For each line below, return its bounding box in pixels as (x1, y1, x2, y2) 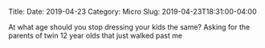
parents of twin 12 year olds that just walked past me (8, 31, 183, 40)
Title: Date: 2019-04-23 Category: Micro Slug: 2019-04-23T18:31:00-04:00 (8, 7, 257, 16)
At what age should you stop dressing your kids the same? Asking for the (8, 22, 251, 31)
